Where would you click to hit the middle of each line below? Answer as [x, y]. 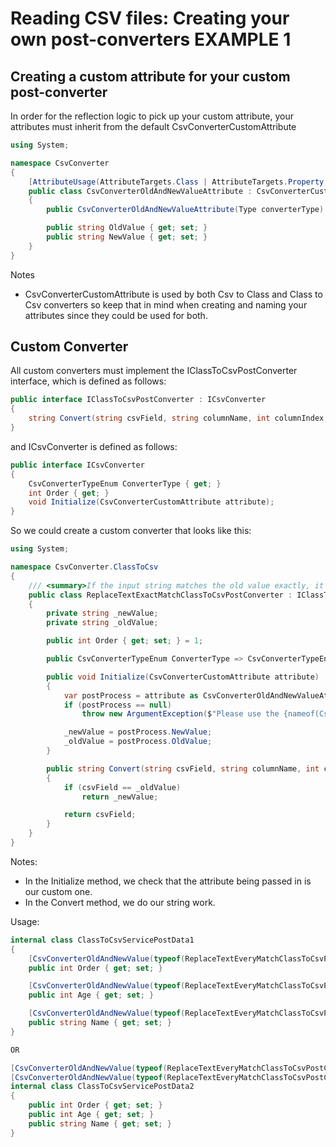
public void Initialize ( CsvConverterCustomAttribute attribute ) [183, 677]
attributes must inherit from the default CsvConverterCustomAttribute [153, 126]
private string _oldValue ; [102, 623]
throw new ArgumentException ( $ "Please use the [180, 714]
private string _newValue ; [102, 613]
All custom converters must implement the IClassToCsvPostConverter [154, 371]
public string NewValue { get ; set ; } [127, 237]
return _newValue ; [120, 797]
